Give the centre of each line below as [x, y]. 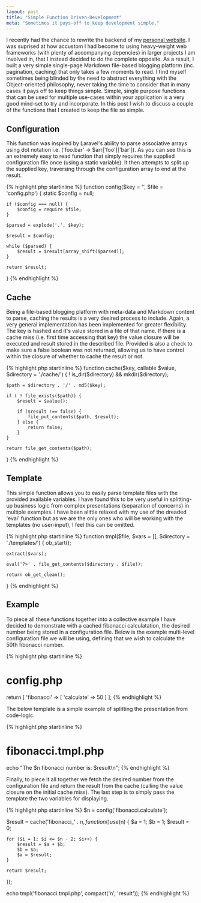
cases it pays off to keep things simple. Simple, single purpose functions [96, 91]
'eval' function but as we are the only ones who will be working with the [95, 518]
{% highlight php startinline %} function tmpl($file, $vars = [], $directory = [98, 536]
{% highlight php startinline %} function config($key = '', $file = [85, 187]
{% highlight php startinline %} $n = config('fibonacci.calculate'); [87, 810]
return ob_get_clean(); [36, 574]
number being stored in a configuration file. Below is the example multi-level [100, 632]
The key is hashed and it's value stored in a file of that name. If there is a [96, 331]
